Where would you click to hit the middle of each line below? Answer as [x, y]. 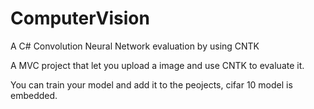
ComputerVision [80, 18]
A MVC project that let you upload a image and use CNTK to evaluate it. [157, 65]
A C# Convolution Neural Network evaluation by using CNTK [135, 46]
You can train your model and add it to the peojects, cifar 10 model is [151, 84]
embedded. [34, 95]
